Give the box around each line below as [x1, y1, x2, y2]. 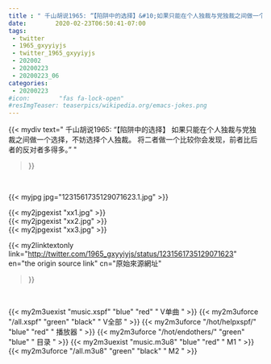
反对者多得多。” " [22, 145, 77, 155]
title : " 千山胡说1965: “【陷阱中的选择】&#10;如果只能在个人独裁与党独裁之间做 [8, 11, 253, 20]
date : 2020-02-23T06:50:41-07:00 [8, 19, 147, 27]
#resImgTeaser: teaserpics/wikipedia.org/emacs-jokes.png [8, 101, 207, 110]
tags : [8, 27, 27, 35]
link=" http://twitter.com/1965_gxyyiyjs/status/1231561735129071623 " [8, 249, 237, 259]
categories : [8, 79, 48, 87]
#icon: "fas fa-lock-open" [8, 94, 125, 102]
